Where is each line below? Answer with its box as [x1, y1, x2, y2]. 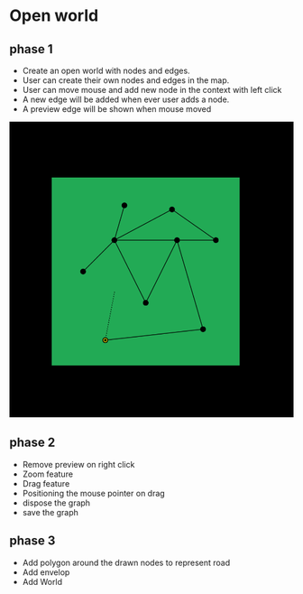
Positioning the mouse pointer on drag [22, 487, 165, 498]
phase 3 [9, 534, 56, 549]
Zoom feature [22, 469, 74, 479]
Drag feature [22, 478, 70, 488]
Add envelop [22, 566, 70, 578]
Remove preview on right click [22, 459, 135, 469]
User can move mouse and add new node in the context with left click [22, 85, 282, 95]
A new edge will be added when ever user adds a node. [22, 94, 230, 105]
